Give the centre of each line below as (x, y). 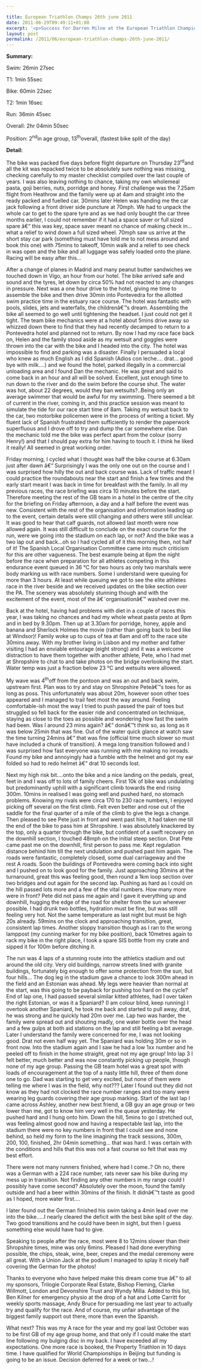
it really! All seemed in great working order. (59, 448)
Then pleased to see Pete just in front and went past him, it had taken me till (100, 819)
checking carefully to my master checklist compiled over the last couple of (98, 175)
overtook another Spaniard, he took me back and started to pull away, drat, (99, 1009)
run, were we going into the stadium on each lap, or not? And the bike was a (100, 536)
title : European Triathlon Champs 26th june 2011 (69, 17)
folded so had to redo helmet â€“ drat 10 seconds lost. (73, 763)
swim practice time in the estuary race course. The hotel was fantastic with (99, 301)
